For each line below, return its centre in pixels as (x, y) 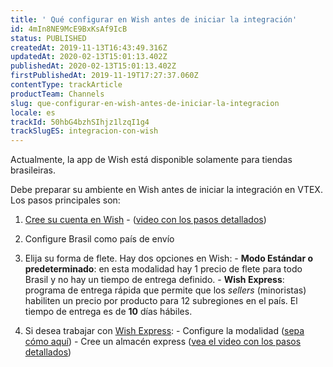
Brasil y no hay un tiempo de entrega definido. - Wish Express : (154, 280)
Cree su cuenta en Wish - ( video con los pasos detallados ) (145, 220)
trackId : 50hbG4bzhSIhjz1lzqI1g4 (80, 122)
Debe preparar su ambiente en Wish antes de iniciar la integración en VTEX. (166, 190)
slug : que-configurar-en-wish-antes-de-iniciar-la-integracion (145, 103)
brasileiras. (33, 170)
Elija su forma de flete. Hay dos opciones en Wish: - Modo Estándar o (169, 258)
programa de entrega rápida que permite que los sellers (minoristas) (165, 290)
